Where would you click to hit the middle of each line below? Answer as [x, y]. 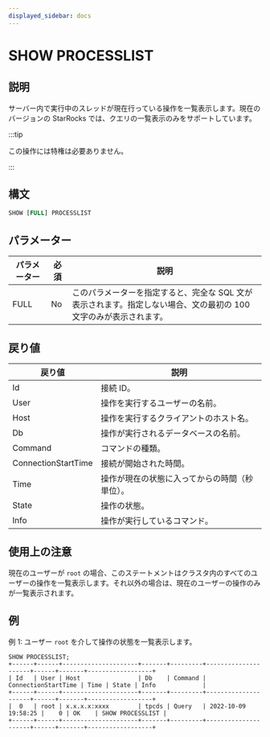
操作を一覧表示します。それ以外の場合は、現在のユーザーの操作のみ [148, 583]
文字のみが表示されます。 [120, 317]
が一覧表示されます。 [43, 593]
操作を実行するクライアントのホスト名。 [177, 418]
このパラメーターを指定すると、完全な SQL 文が [162, 293]
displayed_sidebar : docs [50, 16]
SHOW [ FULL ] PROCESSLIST [50, 213]
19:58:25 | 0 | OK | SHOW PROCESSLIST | [88, 713]
